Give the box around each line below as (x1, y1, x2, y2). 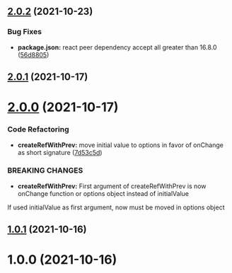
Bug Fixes (7, 27, 42, 37)
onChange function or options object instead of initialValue (17, 189, 190, 197)
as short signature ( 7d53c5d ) (17, 148, 103, 156)
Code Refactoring (7, 124, 69, 134)
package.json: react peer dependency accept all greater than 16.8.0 (17, 42, 217, 52)
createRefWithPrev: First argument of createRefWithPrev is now (17, 182, 207, 190)
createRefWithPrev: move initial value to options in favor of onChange (17, 141, 224, 149)
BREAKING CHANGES (7, 165, 83, 175)
